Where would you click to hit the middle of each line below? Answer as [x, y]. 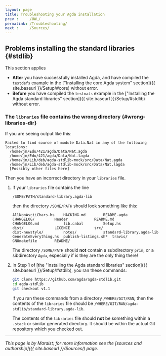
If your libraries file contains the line [50, 188]
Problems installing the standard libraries [70, 48]
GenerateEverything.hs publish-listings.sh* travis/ [70, 237]
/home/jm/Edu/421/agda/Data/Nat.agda [48, 152]
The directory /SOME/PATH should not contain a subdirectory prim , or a [83, 250]
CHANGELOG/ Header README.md [63, 219]
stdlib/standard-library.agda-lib [48, 309]
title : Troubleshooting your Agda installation [55, 14]
